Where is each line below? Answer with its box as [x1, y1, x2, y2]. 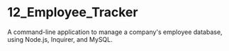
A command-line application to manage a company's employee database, [7, 28, 223, 36]
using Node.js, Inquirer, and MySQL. [7, 35, 113, 43]
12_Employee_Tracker [7, 4, 138, 21]
